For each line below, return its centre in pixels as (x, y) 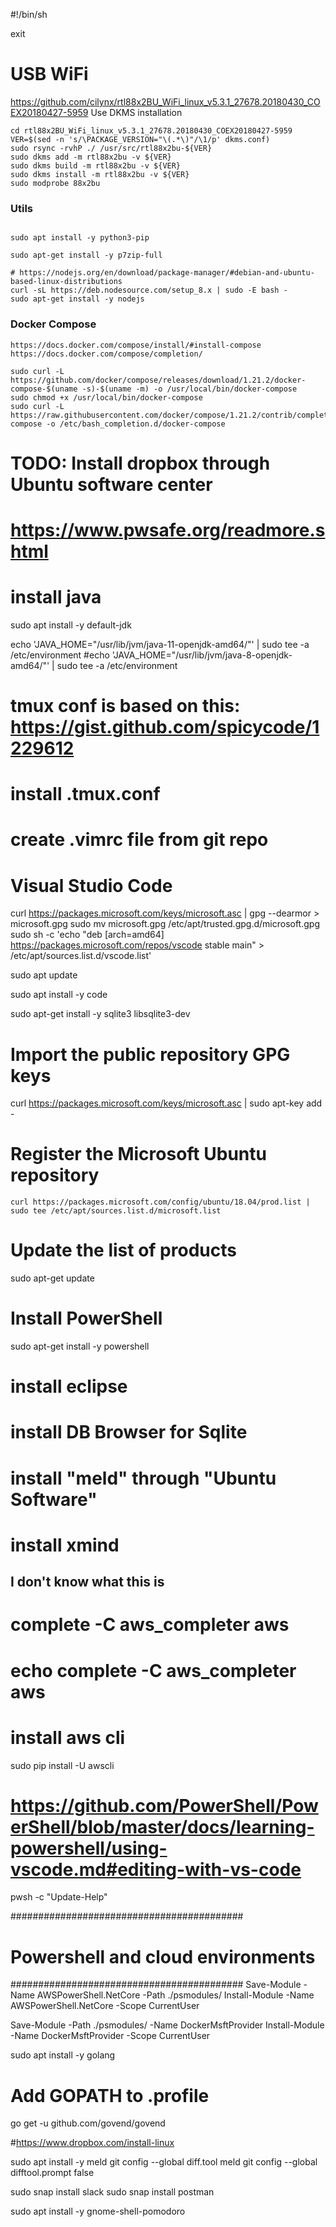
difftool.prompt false (52, 2173)
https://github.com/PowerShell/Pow (164, 1805)
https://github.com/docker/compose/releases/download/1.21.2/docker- (158, 380)
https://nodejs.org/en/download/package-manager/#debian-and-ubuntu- (167, 273)
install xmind (65, 1545)
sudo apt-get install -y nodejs (77, 299)
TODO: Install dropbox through (140, 463)
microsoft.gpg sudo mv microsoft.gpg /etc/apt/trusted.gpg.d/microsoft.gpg (165, 924)
